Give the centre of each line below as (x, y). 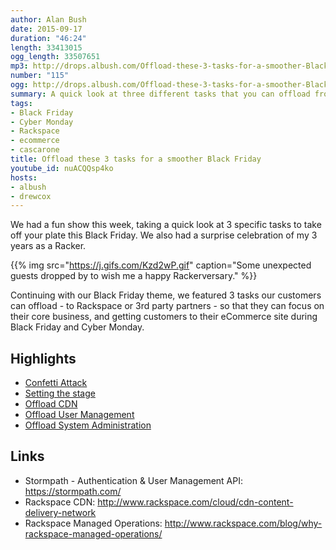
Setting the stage (60, 393)
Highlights (43, 358)
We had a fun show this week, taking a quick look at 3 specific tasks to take (166, 225)
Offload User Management (79, 415)
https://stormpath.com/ (73, 491)
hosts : (24, 177)
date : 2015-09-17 (46, 29)
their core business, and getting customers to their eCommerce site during (164, 317)
